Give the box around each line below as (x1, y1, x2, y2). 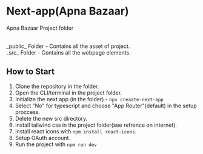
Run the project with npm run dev (15, 141, 97, 148)
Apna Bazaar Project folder (6, 24, 74, 32)
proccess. (15, 108, 41, 116)
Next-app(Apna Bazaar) (6, 4, 129, 18)
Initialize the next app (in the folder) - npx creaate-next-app (15, 95, 164, 102)
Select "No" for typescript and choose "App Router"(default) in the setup (15, 102, 197, 109)
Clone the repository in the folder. (15, 82, 99, 90)
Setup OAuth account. (15, 134, 71, 141)
